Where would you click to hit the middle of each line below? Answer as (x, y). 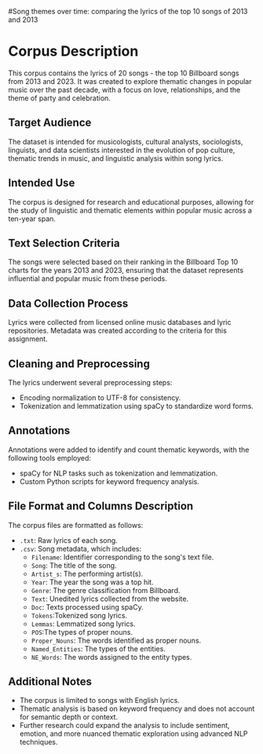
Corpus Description (73, 51)
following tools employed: (50, 457)
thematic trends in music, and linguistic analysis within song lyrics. (116, 158)
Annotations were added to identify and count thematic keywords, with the (129, 450)
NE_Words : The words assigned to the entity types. (111, 657)
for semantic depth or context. (69, 717)
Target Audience (50, 123)
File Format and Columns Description (101, 506)
